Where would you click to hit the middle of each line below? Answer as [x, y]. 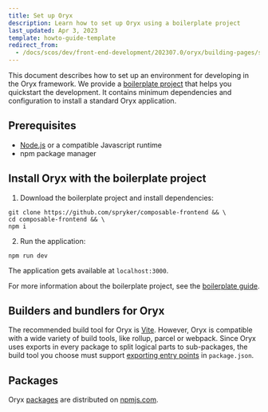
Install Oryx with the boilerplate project [107, 179]
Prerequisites [42, 126]
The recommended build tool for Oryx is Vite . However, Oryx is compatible [130, 330]
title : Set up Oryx [41, 16]
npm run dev [28, 256]
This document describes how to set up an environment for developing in [129, 75]
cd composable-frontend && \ [57, 219]
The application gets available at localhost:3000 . [89, 270]
